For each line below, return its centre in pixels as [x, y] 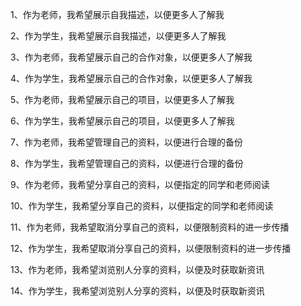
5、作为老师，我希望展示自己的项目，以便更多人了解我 [122, 99]
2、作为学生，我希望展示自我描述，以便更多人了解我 [118, 36]
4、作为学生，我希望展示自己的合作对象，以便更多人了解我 [131, 78]
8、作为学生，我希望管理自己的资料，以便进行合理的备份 [127, 163]
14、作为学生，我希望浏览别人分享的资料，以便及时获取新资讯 [137, 291]
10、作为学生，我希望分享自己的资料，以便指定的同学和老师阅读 [142, 206]
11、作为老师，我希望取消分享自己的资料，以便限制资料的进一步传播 [150, 227]
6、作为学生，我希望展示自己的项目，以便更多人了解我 [122, 121]
